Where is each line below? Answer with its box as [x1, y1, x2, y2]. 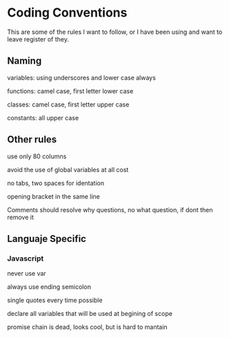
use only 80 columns [7, 152, 67, 160]
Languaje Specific [7, 233, 86, 245]
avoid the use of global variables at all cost [7, 165, 129, 173]
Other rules [7, 133, 57, 146]
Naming [7, 55, 42, 67]
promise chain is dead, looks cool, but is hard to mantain [7, 323, 168, 331]
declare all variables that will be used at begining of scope [7, 310, 172, 318]
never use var [7, 270, 46, 278]
